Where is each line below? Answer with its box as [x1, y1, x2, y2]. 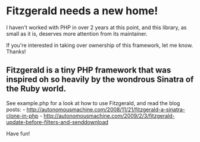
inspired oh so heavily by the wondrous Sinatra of [6, 74, 194, 84]
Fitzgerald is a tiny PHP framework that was [6, 65, 171, 75]
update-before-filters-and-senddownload [6, 118, 109, 125]
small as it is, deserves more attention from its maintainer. [6, 30, 148, 37]
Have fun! [6, 130, 30, 137]
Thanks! [6, 48, 26, 55]
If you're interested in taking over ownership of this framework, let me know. [6, 42, 193, 49]
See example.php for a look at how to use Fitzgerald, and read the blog [6, 99, 180, 106]
